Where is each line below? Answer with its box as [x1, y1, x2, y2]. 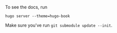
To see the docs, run [5, 4, 48, 10]
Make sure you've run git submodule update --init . [5, 22, 113, 28]
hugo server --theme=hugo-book [5, 14, 70, 19]
